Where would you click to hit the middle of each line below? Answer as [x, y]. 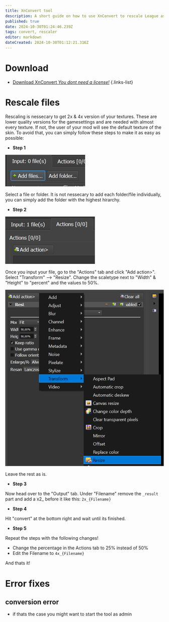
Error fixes [28, 583]
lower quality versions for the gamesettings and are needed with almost [79, 122]
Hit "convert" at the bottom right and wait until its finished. [66, 519]
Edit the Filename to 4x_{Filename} [48, 553]
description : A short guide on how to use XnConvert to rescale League [82, 16]
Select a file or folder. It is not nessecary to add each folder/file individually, [83, 194]
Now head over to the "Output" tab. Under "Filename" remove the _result [82, 494]
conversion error [32, 602]
